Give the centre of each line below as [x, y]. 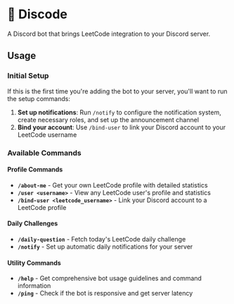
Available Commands [45, 152]
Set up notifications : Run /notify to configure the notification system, [119, 112]
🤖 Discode [38, 14]
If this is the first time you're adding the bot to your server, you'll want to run [117, 91]
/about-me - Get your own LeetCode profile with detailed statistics [113, 185]
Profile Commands [35, 170]
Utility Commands [34, 263]
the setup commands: [39, 98]
